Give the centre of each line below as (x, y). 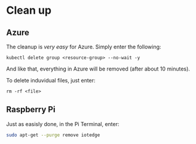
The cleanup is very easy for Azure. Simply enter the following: (84, 47)
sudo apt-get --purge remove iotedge (53, 135)
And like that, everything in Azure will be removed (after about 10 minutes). (98, 69)
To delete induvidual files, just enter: (51, 80)
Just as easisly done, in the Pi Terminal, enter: (63, 124)
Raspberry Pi (31, 110)
